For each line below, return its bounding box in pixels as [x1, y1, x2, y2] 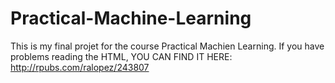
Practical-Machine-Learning [10, 7, 252, 30]
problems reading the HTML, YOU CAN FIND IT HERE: [10, 50, 233, 62]
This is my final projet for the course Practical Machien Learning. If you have [10, 40, 325, 52]
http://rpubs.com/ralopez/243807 [10, 61, 150, 73]
